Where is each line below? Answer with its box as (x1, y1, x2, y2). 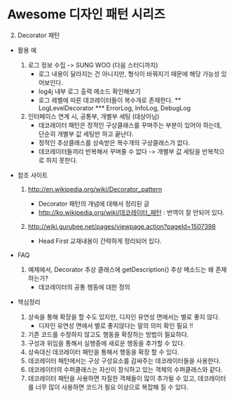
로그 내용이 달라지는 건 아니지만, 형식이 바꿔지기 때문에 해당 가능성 (38, 69, 220, 78)
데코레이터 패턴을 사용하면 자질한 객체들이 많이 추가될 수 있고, (27, 373, 196, 383)
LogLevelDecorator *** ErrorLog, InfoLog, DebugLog (38, 103, 191, 112)
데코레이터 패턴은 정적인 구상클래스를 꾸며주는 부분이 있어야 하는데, (38, 121, 222, 129)
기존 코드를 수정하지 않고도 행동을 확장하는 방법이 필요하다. (27, 330, 189, 338)
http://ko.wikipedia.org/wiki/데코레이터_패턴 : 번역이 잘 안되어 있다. (38, 208, 226, 216)
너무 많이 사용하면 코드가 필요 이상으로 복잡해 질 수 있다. (35, 383, 189, 391)
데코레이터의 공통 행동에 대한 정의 (38, 282, 131, 291)
